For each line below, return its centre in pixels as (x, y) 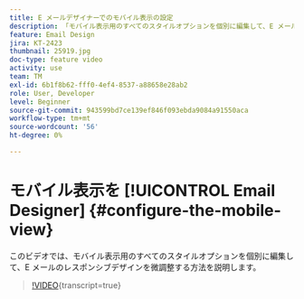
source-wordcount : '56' (54, 127)
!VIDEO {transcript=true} (76, 285)
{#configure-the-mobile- (185, 211)
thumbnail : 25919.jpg (50, 51)
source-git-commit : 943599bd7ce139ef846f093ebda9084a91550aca (129, 110)
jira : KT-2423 (36, 43)
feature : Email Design (52, 34)
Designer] (47, 211)
